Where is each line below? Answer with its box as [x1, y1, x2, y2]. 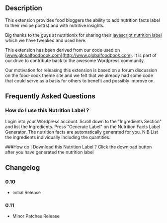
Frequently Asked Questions [5, 92, 96, 101]
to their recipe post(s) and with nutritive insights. [5, 22, 105, 28]
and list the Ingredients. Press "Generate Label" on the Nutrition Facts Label [5, 124, 161, 130]
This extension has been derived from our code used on [5, 47, 120, 53]
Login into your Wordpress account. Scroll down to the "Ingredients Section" [5, 118, 162, 124]
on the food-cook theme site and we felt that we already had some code [5, 72, 153, 78]
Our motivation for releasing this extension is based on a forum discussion [5, 67, 158, 73]
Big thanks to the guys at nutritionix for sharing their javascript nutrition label [5, 32, 162, 38]
